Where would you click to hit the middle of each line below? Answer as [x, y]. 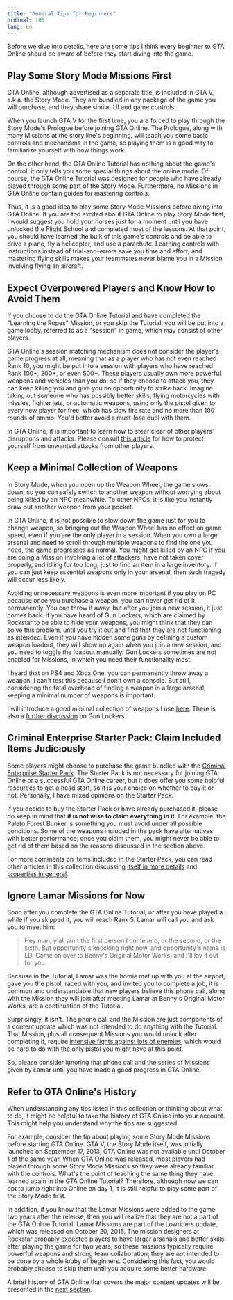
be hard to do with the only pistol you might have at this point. [95, 1049]
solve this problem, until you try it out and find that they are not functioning [114, 630]
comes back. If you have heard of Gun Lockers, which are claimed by [106, 615]
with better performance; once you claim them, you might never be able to [113, 838]
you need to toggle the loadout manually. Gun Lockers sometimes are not [112, 652]
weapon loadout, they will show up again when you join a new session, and [114, 644]
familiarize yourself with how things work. [67, 150]
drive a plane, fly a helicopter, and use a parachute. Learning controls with [113, 244]
